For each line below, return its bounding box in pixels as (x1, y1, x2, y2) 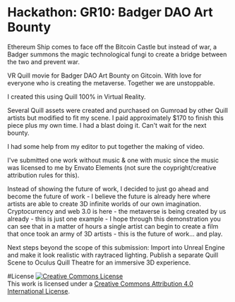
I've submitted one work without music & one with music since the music (7, 156, 219, 164)
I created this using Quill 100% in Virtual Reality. (7, 92, 146, 101)
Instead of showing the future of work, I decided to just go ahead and (7, 184, 210, 193)
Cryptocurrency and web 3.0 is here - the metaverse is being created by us (7, 207, 227, 215)
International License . (7, 286, 71, 295)
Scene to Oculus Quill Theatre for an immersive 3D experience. (7, 258, 191, 267)
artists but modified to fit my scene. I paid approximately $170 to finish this (7, 114, 224, 122)
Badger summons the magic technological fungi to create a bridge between (7, 50, 227, 59)
